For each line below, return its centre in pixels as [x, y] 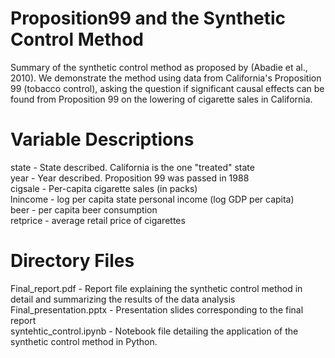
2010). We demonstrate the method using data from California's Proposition [166, 78]
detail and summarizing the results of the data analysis [123, 299]
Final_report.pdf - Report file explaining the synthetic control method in [156, 288]
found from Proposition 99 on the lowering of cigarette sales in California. [161, 99]
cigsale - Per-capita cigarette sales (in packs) [104, 188]
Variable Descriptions [102, 139]
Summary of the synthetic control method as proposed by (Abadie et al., [159, 67]
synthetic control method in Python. [84, 341]
